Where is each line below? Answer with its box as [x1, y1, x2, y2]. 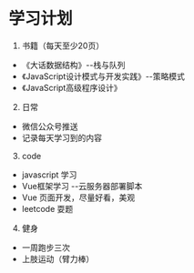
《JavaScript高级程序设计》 [21, 82, 122, 93]
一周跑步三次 [21, 242, 70, 253]
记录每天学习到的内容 [21, 132, 102, 143]
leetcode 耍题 [21, 203, 74, 214]
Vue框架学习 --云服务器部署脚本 [21, 180, 143, 191]
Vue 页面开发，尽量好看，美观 [21, 192, 136, 203]
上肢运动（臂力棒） [21, 253, 95, 264]
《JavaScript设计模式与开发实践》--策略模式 [21, 70, 186, 82]
